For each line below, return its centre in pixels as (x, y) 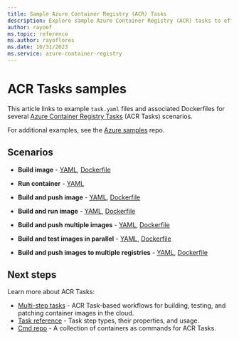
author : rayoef (30, 27)
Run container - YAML (51, 183)
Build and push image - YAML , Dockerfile (79, 197)
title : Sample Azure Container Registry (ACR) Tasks (87, 14)
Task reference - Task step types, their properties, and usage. (108, 320)
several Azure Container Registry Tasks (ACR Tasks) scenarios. (100, 116)
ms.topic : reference (38, 34)
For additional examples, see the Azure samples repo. (86, 130)
